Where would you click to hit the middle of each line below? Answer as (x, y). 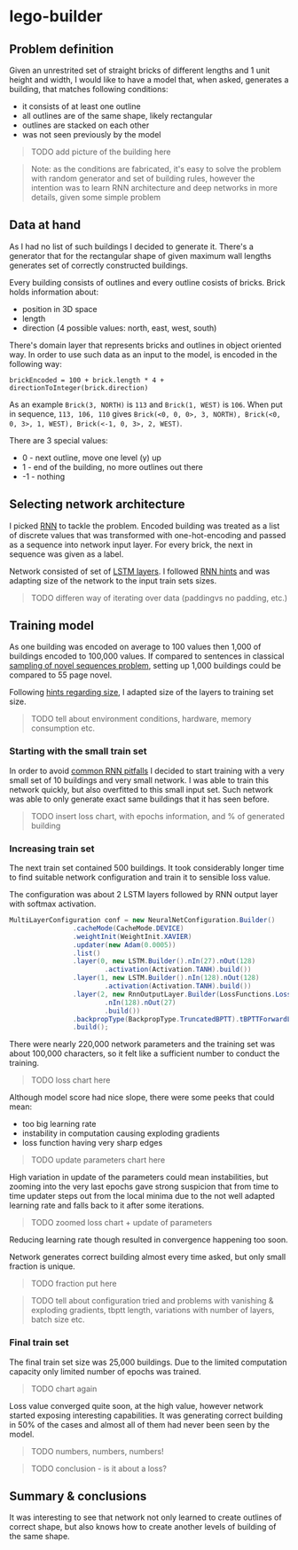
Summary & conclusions (78, 1496)
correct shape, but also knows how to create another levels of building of (143, 1527)
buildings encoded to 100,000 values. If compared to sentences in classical (147, 656)
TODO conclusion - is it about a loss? (98, 1468)
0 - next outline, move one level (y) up (92, 458)
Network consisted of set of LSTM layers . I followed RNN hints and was (140, 571)
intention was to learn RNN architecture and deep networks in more (154, 188)
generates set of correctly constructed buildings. (98, 265)
